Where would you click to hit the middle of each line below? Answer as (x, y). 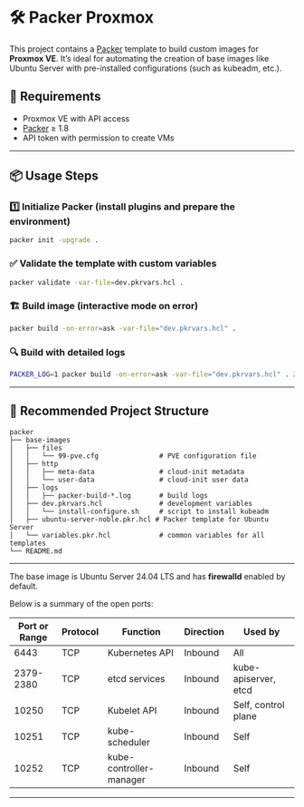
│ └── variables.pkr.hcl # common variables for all (137, 535)
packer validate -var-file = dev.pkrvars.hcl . (96, 282)
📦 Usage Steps (54, 176)
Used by (261, 631)
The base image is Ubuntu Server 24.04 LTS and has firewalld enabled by (147, 576)
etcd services (136, 678)
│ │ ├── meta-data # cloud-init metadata (127, 472)
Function (141, 631)
